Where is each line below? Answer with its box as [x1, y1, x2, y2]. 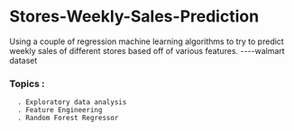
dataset [9, 55, 38, 65]
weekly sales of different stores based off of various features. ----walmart [9, 45, 286, 56]
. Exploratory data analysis [17, 98, 127, 107]
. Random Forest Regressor [17, 114, 119, 123]
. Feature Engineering [17, 106, 103, 115]
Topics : [9, 77, 45, 90]
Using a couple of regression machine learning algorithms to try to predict [9, 36, 284, 47]
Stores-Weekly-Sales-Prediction [9, 6, 260, 27]
